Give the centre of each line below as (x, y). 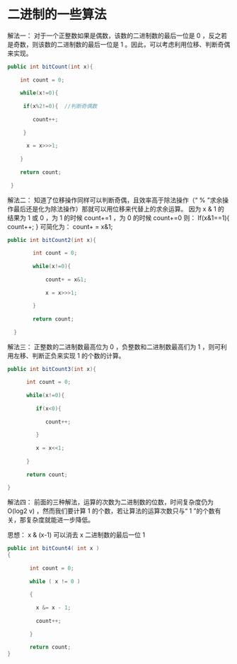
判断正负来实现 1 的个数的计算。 (78, 355)
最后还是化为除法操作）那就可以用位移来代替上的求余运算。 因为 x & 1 (115, 209)
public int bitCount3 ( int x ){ (52, 369)
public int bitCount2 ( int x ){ (52, 240)
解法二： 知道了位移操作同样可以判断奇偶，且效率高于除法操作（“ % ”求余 (115, 200)
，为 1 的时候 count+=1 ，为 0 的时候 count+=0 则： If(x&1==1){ (138, 218)
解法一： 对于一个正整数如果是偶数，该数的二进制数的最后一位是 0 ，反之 (114, 35)
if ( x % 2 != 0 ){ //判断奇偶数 (60, 106)
